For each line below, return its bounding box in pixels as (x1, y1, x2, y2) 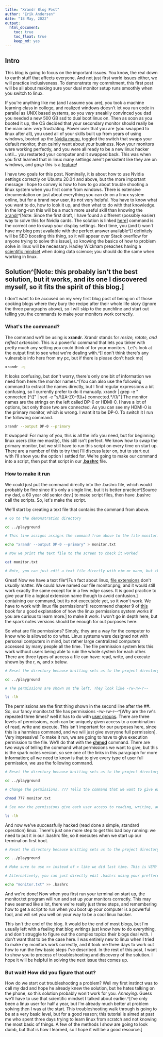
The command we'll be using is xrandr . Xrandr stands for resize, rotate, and (5, 334, 157, 340)
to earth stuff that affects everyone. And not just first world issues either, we (5, 75, 158, 81)
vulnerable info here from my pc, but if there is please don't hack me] (5, 355, 144, 361)
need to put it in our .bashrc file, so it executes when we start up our (5, 833, 142, 838)
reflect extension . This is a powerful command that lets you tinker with (5, 340, 146, 345)
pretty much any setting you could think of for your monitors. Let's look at (5, 344, 152, 350)
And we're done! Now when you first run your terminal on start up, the (5, 891, 146, 897)
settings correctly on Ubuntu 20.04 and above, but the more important (5, 176, 146, 182)
